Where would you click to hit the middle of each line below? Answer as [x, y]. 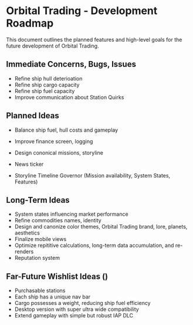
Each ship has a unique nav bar [53, 297]
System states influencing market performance [71, 214]
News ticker [29, 164]
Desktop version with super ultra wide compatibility [77, 309]
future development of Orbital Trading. [53, 46]
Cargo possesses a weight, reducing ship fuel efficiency [82, 303]
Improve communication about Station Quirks [69, 97]
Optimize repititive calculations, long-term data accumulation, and [94, 246]
